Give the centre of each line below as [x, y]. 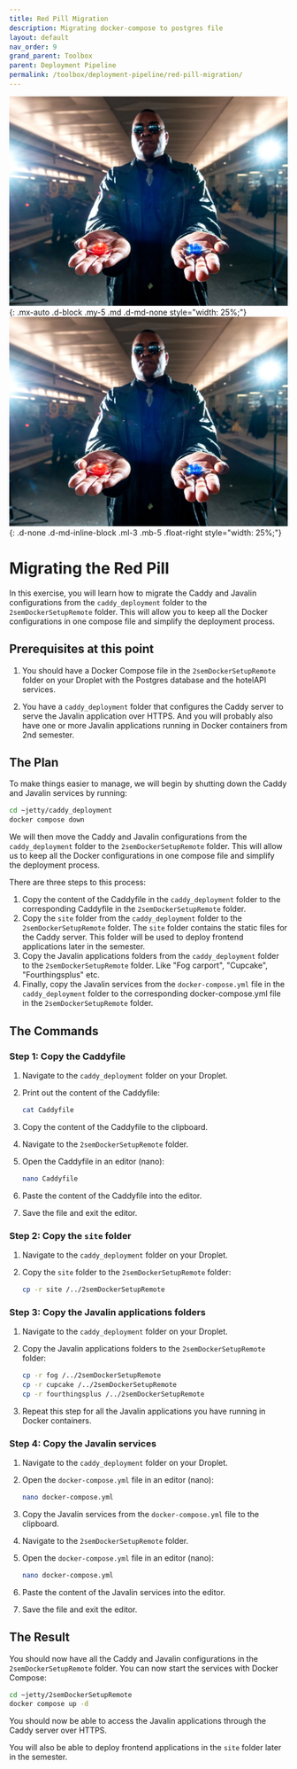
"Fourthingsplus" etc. [61, 975]
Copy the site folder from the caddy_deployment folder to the [132, 918]
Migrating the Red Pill [89, 569]
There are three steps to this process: [77, 883]
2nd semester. [48, 735]
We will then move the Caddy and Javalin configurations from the [128, 837]
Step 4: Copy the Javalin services [83, 1443]
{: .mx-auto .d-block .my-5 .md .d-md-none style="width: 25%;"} [128, 312]
